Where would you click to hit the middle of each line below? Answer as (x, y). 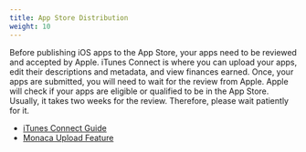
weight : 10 (30, 26)
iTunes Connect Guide (64, 127)
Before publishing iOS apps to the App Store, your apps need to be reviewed (153, 52)
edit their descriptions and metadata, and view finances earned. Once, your (152, 71)
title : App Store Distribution (69, 18)
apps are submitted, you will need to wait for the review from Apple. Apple (149, 81)
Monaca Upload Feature (68, 137)
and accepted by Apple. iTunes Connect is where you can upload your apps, (153, 62)
